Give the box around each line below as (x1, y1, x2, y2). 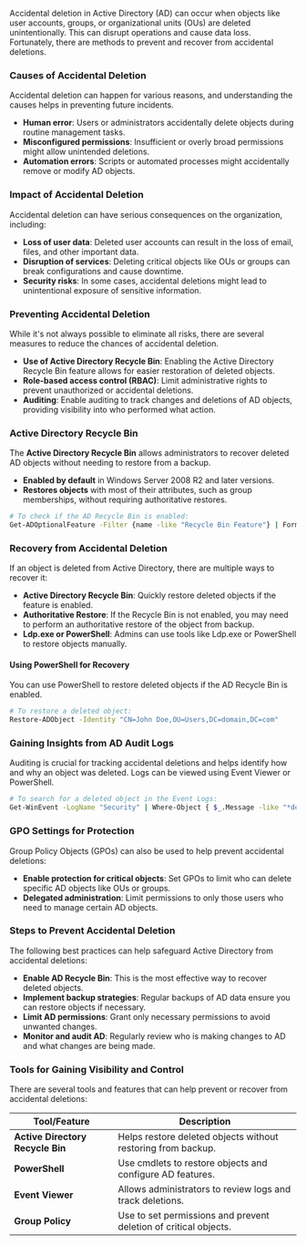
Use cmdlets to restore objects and (117, 1157, 268, 1169)
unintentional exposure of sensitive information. (22, 284, 202, 295)
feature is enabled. (22, 600, 94, 611)
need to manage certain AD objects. (22, 901, 158, 912)
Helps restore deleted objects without (117, 1130, 280, 1143)
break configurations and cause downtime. (22, 265, 184, 276)
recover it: (9, 572, 48, 583)
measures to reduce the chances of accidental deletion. (9, 337, 219, 349)
